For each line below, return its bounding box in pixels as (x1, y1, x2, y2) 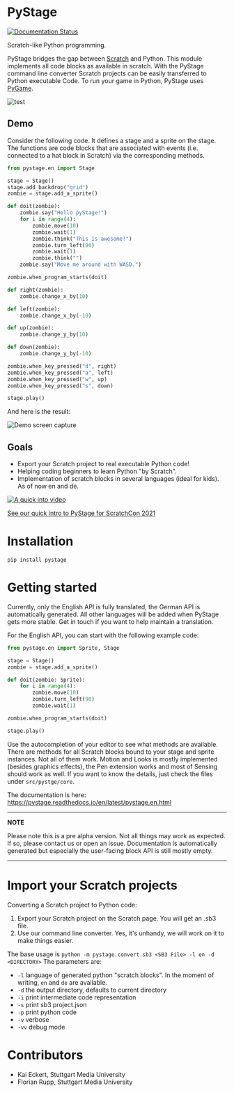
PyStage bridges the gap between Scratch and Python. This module (7, 54, 203, 63)
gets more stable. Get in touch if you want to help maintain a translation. (7, 617, 214, 625)
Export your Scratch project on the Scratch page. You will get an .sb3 (17, 914, 217, 922)
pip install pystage (7, 556, 68, 563)
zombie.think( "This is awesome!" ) (32, 235, 132, 242)
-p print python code (17, 1008, 77, 1016)
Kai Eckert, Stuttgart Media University (17, 1070, 125, 1078)
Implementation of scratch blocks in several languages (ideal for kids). (17, 475, 219, 483)
